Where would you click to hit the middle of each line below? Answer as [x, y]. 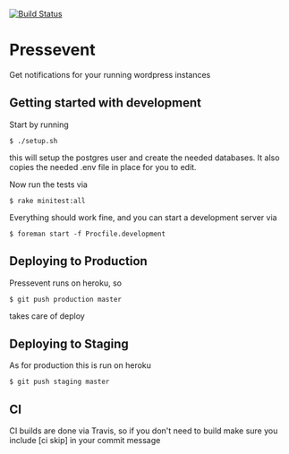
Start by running [39, 124]
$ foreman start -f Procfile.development [88, 234]
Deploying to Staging [69, 343]
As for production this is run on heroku [81, 365]
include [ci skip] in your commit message [85, 441]
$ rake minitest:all [48, 201]
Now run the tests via [48, 184]
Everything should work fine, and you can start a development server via [143, 217]
